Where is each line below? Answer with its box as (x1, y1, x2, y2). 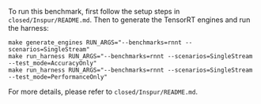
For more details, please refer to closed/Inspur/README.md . (8, 87, 198, 96)
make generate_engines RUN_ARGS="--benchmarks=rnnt (8, 39, 182, 46)
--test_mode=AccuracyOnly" (8, 59, 97, 67)
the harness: (8, 24, 49, 32)
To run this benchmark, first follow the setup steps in (8, 7, 180, 16)
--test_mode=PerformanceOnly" (8, 73, 108, 81)
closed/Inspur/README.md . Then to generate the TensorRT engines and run (8, 15, 251, 24)
